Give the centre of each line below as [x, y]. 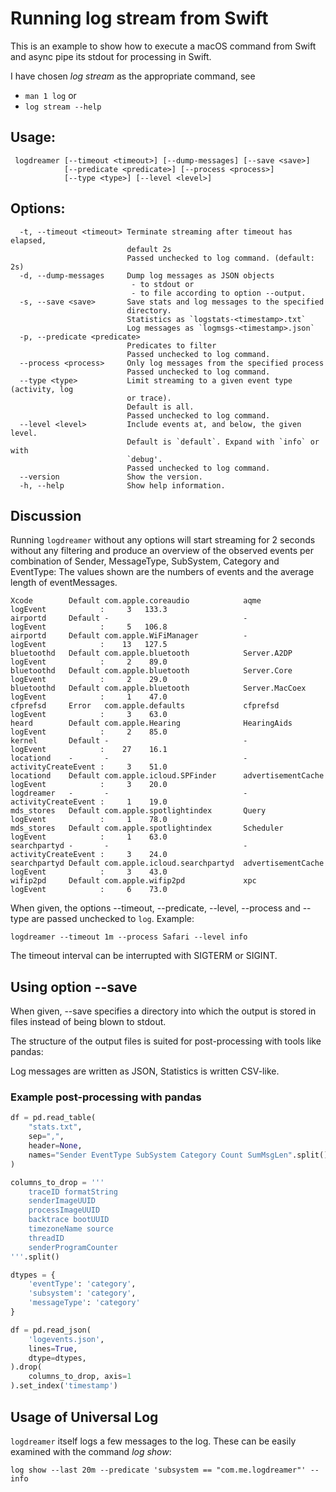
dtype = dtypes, [57, 1358]
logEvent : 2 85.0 [89, 732]
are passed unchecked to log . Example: [113, 919]
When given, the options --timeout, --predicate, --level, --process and [155, 908]
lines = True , [53, 1348]
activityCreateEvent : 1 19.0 [89, 802]
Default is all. [160, 407]
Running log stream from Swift [139, 18]
